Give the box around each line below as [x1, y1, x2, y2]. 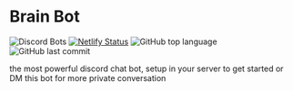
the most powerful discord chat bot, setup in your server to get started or [9, 63, 284, 74]
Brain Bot [9, 6, 80, 27]
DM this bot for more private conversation [9, 72, 167, 83]
